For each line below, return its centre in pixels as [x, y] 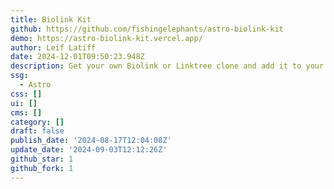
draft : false [37, 131]
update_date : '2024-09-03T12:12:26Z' [89, 150]
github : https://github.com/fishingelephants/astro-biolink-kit [147, 29]
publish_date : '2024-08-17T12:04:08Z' [91, 141]
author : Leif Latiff [53, 47]
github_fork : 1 [42, 168]
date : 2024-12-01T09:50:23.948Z [77, 57]
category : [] [37, 122]
